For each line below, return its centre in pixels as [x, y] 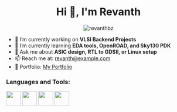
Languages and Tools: [38, 82]
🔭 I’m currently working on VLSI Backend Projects [75, 39]
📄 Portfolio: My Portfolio [43, 66]
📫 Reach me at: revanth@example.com [62, 58]
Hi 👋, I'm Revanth [98, 12]
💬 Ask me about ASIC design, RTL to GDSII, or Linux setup [86, 51]
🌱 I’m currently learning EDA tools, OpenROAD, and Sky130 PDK [93, 45]
